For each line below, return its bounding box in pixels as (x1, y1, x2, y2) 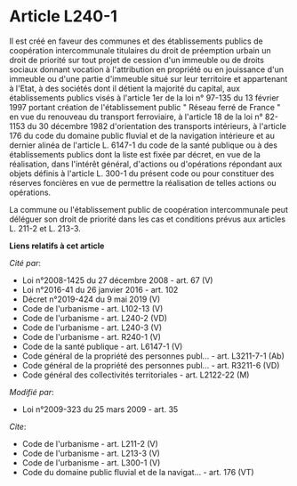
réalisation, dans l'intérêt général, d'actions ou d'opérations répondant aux (9, 158, 283, 169)
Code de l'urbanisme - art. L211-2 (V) (21, 438, 158, 449)
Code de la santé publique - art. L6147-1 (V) (21, 341, 183, 352)
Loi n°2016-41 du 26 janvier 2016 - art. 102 (21, 284, 179, 295)
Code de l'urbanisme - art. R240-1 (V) (21, 331, 162, 342)
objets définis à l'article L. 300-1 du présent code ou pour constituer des (9, 167, 275, 179)
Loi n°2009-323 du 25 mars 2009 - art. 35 (21, 403, 179, 415)
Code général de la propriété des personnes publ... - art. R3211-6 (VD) (21, 360, 280, 370)
